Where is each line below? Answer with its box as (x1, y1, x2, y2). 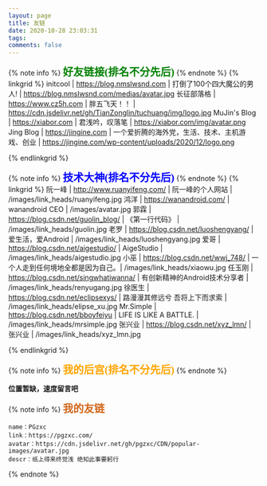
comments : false (8, 41, 62, 49)
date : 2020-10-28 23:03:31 (8, 26, 98, 34)
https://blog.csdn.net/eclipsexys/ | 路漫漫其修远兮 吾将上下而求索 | (8, 292, 227, 303)
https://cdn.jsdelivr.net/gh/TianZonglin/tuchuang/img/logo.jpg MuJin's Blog (8, 108, 257, 118)
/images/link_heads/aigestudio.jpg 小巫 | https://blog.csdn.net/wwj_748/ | (8, 253, 250, 263)
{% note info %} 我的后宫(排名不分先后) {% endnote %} (8, 363, 227, 377)
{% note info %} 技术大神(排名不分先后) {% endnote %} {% (8, 171, 239, 184)
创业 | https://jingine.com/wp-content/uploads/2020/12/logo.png (22, 137, 235, 147)
